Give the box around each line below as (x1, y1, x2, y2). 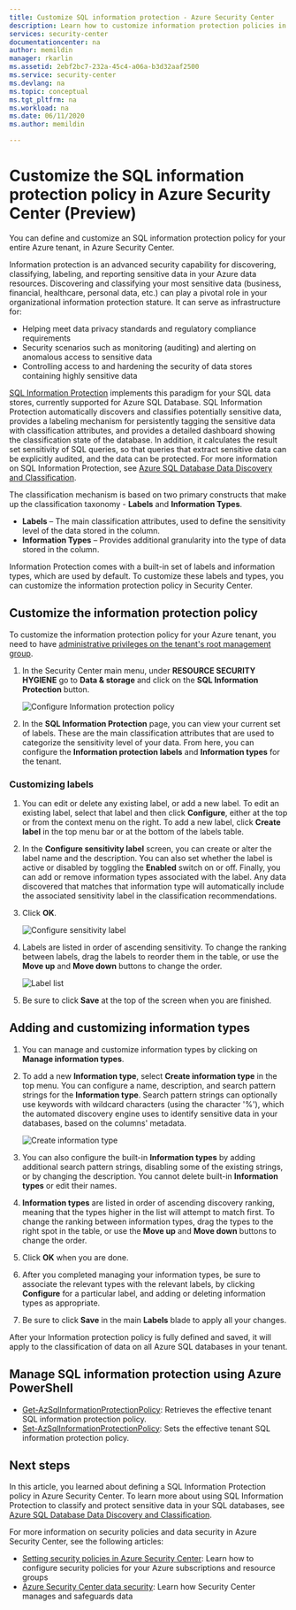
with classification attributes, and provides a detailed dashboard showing (9, 425, 276, 435)
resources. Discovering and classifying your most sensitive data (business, (9, 278, 282, 289)
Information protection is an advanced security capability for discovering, (9, 258, 277, 270)
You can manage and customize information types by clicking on (21, 1044, 258, 1054)
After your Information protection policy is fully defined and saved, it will (9, 1331, 272, 1342)
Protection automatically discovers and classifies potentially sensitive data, (9, 406, 282, 417)
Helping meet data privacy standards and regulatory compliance (21, 323, 256, 334)
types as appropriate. (21, 1298, 101, 1308)
